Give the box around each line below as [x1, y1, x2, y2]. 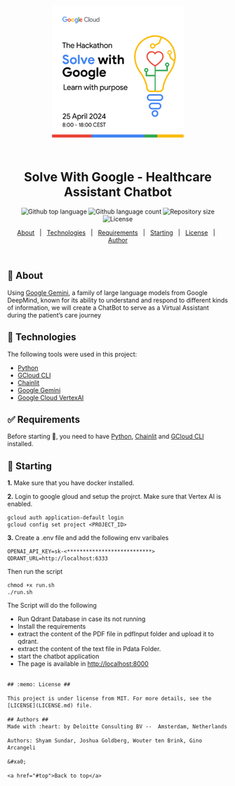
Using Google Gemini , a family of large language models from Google [7, 288, 208, 296]
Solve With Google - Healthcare [24, 169, 212, 185]
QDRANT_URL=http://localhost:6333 [7, 555, 109, 563]
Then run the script [7, 568, 63, 576]
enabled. [7, 500, 33, 509]
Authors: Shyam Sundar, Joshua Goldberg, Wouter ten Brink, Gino [7, 738, 202, 745]
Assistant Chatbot [64, 184, 172, 200]
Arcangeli [7, 745, 36, 752]
